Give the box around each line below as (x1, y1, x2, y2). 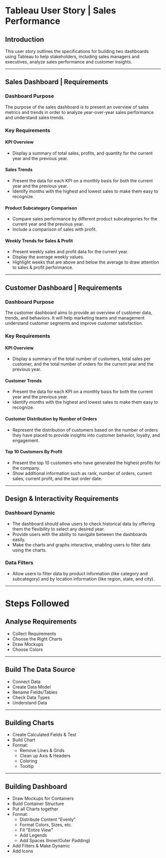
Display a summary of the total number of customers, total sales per (12, 356, 151, 362)
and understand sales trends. (5, 114, 65, 120)
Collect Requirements (12, 631, 56, 637)
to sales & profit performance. (12, 265, 74, 270)
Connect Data (12, 679, 41, 685)
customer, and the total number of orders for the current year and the (12, 361, 154, 367)
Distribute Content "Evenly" (19, 816, 76, 822)
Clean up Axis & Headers (19, 753, 71, 759)
